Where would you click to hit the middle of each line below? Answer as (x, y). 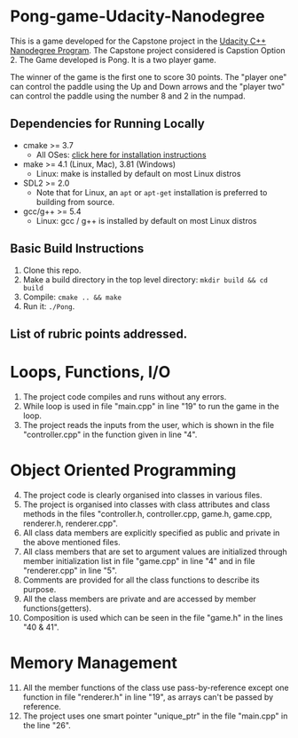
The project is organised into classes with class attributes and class (146, 504)
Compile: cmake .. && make (72, 297)
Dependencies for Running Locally (107, 124)
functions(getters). (57, 608)
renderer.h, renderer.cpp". (71, 523)
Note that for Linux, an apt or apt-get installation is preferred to (152, 192)
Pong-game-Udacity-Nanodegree (137, 16)
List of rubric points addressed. (99, 333)
